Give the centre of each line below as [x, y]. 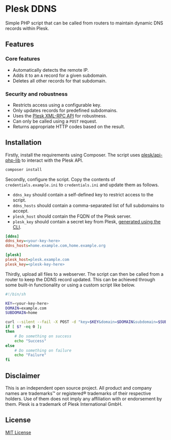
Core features [23, 59]
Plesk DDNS [31, 9]
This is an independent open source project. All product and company [78, 388]
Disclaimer [23, 376]
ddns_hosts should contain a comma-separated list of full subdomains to [88, 205]
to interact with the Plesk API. [52, 160]
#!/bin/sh [16, 294]
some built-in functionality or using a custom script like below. [70, 285]
